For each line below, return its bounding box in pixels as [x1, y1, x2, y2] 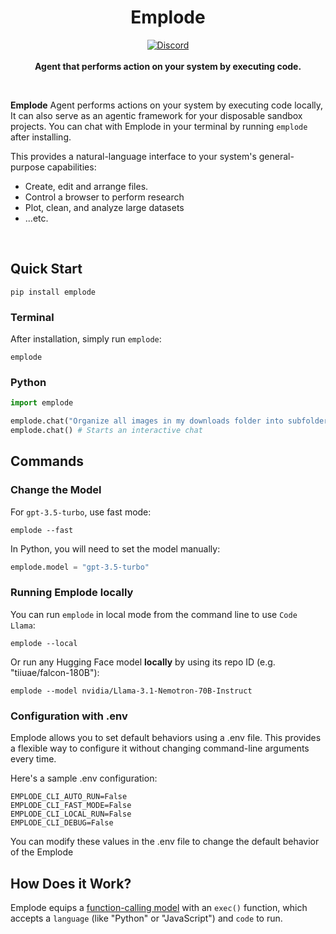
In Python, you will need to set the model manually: [10, 542, 221, 555]
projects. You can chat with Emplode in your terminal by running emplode [10, 120, 308, 132]
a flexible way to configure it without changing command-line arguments [10, 742, 310, 755]
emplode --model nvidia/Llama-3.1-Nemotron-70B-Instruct [10, 686, 253, 696]
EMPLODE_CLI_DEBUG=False [10, 818, 114, 828]
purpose [10, 161, 45, 173]
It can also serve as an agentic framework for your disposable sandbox [10, 109, 303, 121]
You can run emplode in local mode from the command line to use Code [10, 608, 298, 620]
